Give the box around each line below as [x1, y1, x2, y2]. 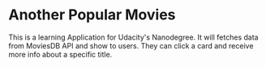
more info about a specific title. [8, 49, 113, 59]
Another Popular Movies [8, 6, 176, 24]
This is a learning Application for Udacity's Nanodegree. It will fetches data [8, 32, 259, 42]
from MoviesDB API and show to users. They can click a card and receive [8, 40, 254, 50]
